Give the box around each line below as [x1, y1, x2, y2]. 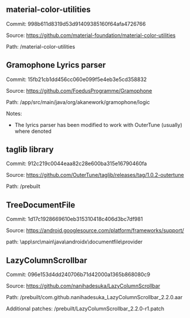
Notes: [6, 110, 22, 117]
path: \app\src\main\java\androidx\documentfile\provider [6, 238, 143, 246]
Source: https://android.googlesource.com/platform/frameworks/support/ [6, 227, 185, 234]
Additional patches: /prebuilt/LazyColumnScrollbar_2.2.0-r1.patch [6, 305, 165, 312]
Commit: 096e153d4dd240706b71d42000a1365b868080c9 [6, 271, 151, 278]
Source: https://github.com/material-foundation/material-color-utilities [6, 32, 176, 39]
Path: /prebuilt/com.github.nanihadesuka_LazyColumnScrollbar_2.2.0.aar [6, 294, 183, 301]
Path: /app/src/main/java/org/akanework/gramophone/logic [6, 98, 151, 105]
